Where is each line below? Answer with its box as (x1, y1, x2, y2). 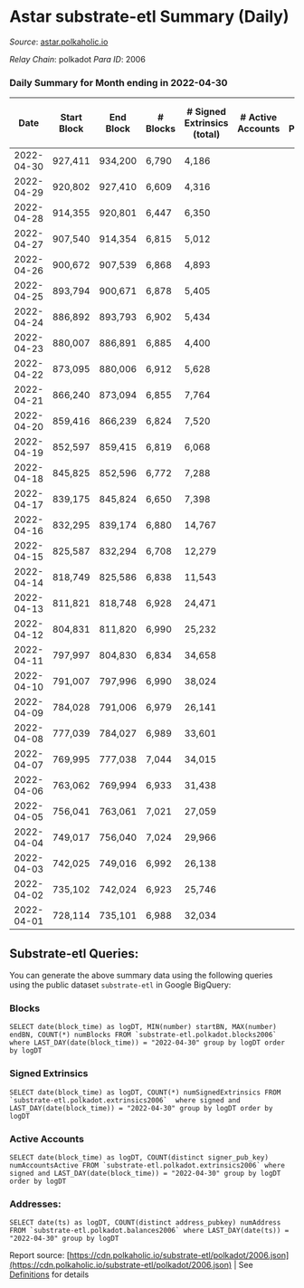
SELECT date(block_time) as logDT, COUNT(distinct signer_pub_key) (9, 1152, 270, 1162)
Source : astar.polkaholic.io (9, 36, 109, 47)
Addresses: (9, 1197, 62, 1210)
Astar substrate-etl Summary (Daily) (9, 6, 290, 27)
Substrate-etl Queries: (9, 946, 139, 961)
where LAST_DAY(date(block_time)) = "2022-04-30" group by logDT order (9, 1038, 285, 1047)
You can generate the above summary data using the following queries (9, 970, 273, 981)
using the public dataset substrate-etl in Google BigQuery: (9, 979, 232, 990)
